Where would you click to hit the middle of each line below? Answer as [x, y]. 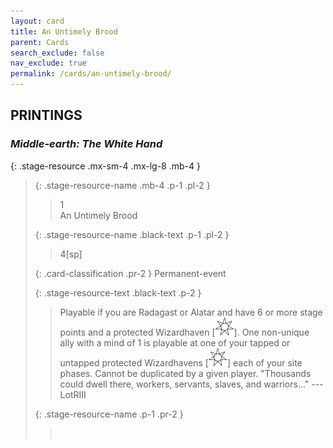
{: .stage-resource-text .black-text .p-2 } [118, 292]
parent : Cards [40, 42]
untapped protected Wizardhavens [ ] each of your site [181, 362]
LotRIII [73, 394]
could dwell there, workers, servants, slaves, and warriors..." [184, 384]
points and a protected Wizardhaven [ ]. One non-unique [184, 332]
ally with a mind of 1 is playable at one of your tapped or [175, 342]
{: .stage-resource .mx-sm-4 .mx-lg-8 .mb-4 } [105, 166]
